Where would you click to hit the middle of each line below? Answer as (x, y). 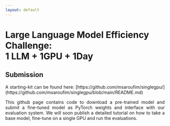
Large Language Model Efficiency (77, 35)
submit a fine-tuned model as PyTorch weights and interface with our (85, 107)
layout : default (22, 10)
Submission (25, 75)
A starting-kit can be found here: (40, 87)
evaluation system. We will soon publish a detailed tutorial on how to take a (85, 113)
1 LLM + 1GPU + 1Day (49, 56)
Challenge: (29, 45)
